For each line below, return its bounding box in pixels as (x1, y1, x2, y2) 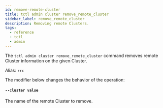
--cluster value (5, 88, 38, 93)
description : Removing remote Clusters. (5, 21, 90, 26)
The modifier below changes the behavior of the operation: (5, 77, 125, 82)
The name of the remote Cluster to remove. (5, 98, 93, 104)
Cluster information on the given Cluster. (5, 57, 87, 64)
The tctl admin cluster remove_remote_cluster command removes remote (5, 53, 159, 58)
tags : (5, 26, 16, 30)
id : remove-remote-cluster (5, 7, 61, 12)
